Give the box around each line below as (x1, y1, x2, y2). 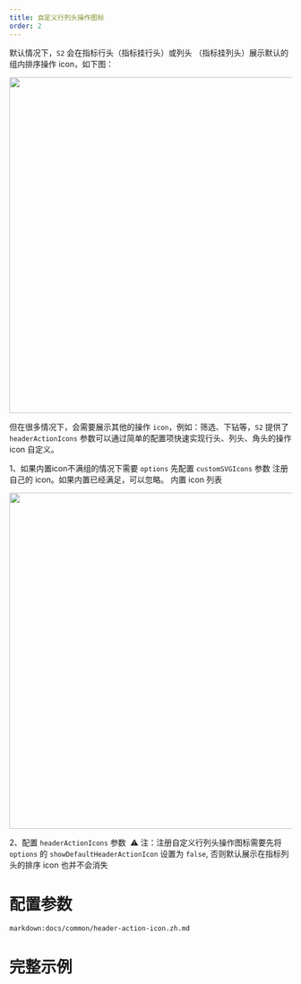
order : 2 (9, 22, 42, 30)
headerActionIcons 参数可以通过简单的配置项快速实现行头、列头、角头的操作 (9, 432, 292, 444)
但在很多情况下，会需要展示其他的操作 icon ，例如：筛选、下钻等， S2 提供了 (9, 421, 289, 432)
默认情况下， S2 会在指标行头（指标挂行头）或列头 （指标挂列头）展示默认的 (9, 47, 289, 58)
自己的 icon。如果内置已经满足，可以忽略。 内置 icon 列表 (9, 474, 222, 485)
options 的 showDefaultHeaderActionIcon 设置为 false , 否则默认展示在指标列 (9, 848, 289, 859)
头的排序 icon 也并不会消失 (9, 859, 108, 870)
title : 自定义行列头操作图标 (9, 13, 105, 22)
